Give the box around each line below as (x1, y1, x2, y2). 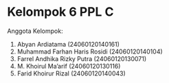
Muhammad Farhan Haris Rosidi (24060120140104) (16, 47, 163, 56)
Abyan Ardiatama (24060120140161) (16, 40, 120, 48)
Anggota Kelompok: (7, 27, 63, 35)
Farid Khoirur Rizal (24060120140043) (16, 69, 126, 78)
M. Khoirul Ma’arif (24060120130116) (16, 62, 121, 70)
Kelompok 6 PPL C (7, 4, 114, 20)
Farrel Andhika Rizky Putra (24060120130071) (16, 54, 147, 62)
